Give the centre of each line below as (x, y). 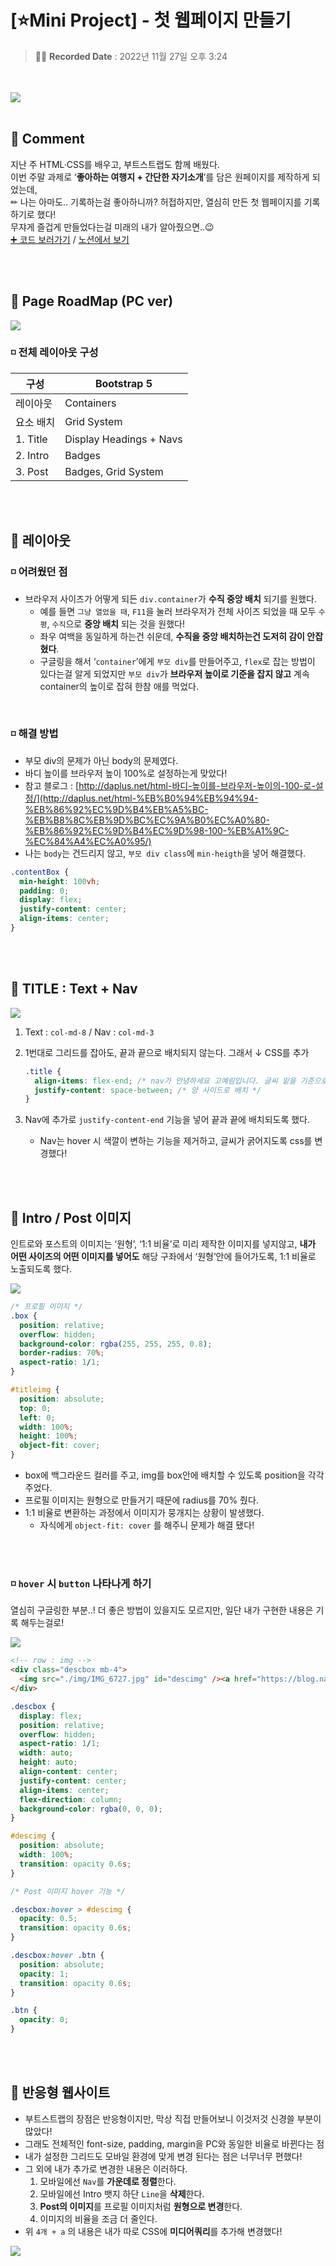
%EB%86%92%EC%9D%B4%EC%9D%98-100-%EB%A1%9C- (157, 830)
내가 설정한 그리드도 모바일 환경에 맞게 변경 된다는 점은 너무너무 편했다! (163, 2156)
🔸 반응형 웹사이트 (60, 2092)
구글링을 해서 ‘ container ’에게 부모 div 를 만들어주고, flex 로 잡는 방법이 (177, 661)
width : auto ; (46, 1753)
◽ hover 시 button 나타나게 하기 (81, 1584)
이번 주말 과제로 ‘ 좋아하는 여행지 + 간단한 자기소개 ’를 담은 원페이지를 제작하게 (160, 177)
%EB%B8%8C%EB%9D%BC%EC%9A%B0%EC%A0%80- (147, 820)
